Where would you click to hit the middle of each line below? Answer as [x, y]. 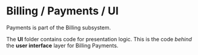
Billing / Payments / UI [63, 11]
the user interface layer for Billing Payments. [62, 45]
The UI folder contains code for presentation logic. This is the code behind [99, 39]
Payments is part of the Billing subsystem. [59, 27]
